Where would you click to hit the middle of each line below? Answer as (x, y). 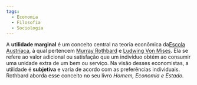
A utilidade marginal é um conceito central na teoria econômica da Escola (96, 45)
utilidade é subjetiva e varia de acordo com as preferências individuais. (93, 69)
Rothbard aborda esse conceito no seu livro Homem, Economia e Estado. (95, 76)
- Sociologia (27, 28)
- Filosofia (26, 22)
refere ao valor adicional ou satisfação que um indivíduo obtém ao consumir (98, 57)
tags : (13, 11)
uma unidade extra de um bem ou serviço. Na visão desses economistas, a (97, 63)
